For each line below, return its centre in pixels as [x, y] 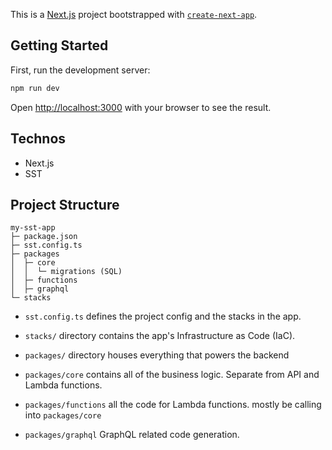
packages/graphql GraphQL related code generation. [132, 435]
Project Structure [65, 204]
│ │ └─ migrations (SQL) [66, 272]
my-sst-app [33, 228]
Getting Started [59, 45]
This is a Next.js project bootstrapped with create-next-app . [134, 14]
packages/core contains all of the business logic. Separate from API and [172, 375]
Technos [38, 139]
